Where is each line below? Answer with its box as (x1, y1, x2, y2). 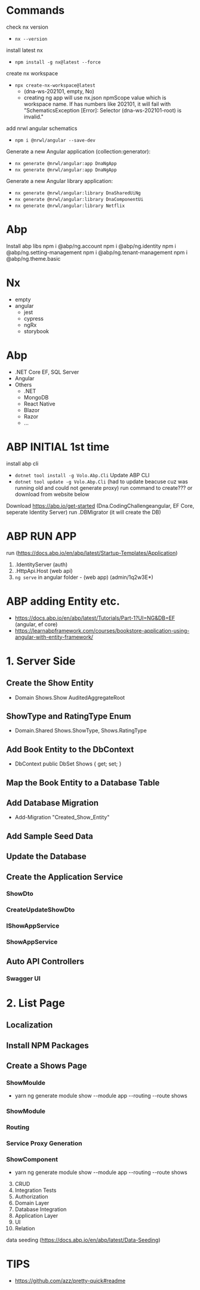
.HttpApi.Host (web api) (14, 567, 73, 574)
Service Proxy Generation (6, 1139, 82, 1147)
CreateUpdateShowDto (6, 905, 75, 914)
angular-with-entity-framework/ (14, 633, 94, 641)
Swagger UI (6, 974, 41, 983)
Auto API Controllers (6, 956, 85, 966)
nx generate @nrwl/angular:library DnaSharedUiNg (14, 190, 141, 196)
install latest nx (6, 46, 43, 54)
